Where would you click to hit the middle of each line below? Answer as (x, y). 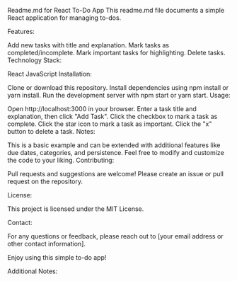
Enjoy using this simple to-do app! (57, 257)
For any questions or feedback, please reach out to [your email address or (116, 236)
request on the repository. (45, 181)
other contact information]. (47, 244)
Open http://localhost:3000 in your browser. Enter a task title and (102, 109)
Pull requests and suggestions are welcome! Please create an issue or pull (116, 174)
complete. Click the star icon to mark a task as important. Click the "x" (110, 124)
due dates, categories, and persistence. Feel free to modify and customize (116, 153)
